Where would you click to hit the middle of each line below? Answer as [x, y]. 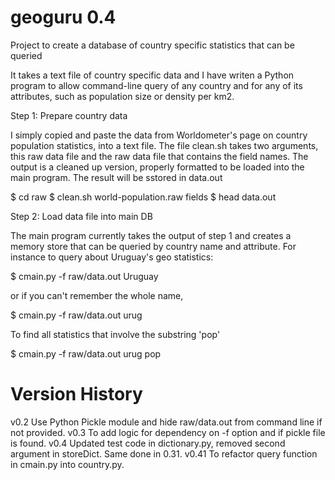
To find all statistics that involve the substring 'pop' [115, 334]
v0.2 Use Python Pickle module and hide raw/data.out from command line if [166, 422]
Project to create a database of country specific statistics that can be [152, 45]
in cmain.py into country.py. [67, 464]
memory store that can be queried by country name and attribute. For [153, 246]
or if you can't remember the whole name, [97, 295]
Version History [76, 394]
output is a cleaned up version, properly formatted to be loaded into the [157, 167]
